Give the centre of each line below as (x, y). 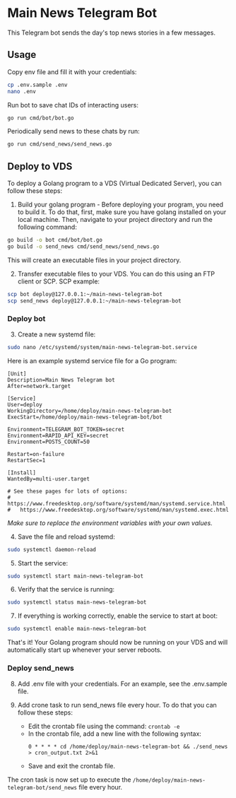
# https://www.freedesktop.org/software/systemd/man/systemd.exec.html (118, 510)
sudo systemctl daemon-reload (52, 549)
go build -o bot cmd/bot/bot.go (55, 240)
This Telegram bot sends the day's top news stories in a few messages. (111, 33)
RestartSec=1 (26, 460)
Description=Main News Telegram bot (61, 380)
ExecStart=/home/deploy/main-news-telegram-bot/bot (85, 417)
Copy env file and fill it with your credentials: (72, 71)
